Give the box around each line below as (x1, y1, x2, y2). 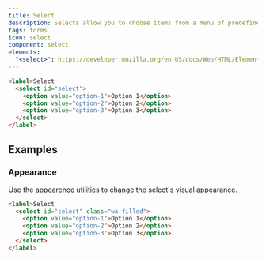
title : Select (8, 11, 55, 20)
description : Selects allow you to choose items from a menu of (8, 19, 225, 27)
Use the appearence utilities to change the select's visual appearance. (8, 185, 238, 194)
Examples (8, 143, 58, 156)
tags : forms (8, 26, 47, 34)
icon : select (8, 33, 51, 42)
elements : (8, 48, 41, 56)
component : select (8, 41, 69, 49)
